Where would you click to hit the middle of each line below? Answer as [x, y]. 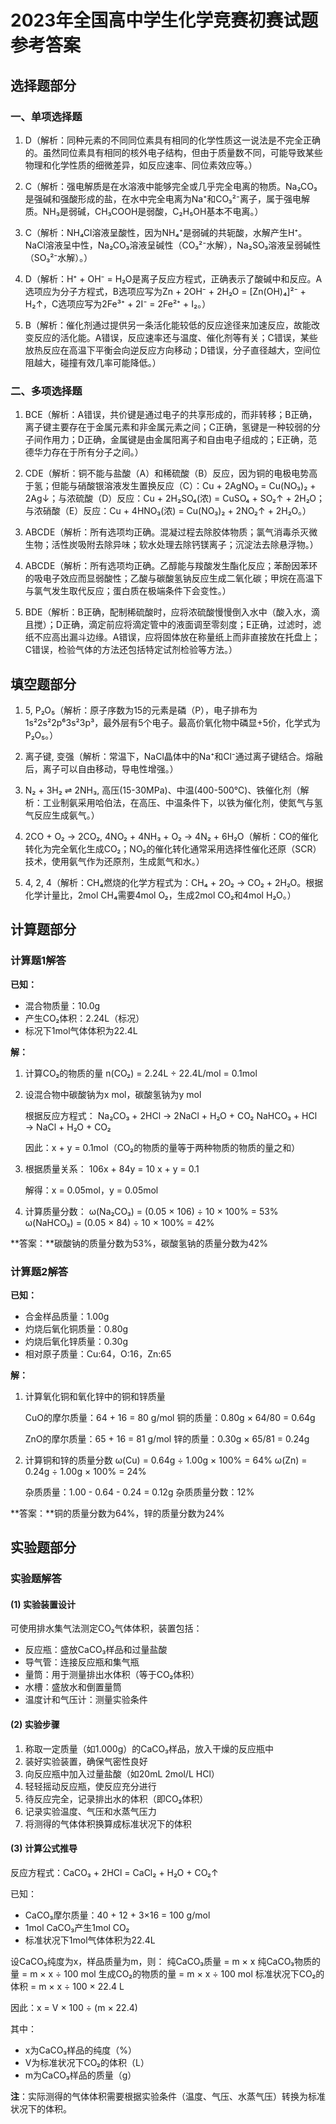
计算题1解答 [38, 961]
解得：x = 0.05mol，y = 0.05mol [91, 1190]
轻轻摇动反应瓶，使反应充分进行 [90, 1786]
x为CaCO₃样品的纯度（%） [80, 2050]
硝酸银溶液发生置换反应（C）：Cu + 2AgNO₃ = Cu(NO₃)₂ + [197, 486]
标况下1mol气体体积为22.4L [81, 1030]
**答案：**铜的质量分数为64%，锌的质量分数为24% [117, 1513]
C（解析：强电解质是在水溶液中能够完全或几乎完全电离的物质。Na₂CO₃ [171, 186]
